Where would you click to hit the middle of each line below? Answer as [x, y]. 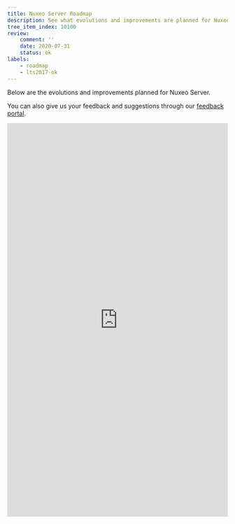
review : [19, 33]
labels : [19, 59]
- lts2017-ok [39, 72]
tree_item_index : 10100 [42, 27]
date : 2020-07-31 [45, 46]
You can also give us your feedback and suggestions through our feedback [115, 106]
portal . [17, 113]
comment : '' [37, 40]
